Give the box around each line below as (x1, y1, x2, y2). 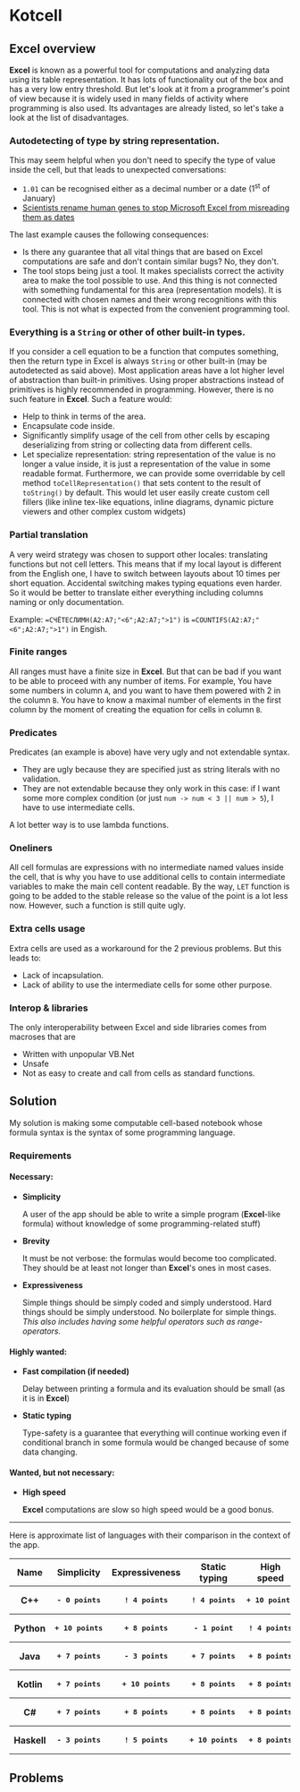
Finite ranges (9, 645, 68, 658)
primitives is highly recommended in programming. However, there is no (9, 384, 274, 395)
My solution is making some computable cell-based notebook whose (9, 1117, 263, 1128)
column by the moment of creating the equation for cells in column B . (9, 704, 263, 714)
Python (13, 1622, 46, 1634)
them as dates (21, 211, 75, 222)
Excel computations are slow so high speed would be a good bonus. (21, 1505, 274, 1515)
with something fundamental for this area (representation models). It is (21, 284, 282, 295)
